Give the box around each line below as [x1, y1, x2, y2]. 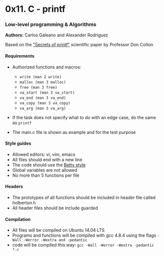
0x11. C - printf [5, 3, 66, 15]
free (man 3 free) [19, 85, 57, 90]
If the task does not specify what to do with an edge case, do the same [12, 114, 156, 120]
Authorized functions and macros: [12, 64, 82, 70]
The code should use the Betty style [12, 161, 86, 168]
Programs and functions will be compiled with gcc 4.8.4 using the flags [12, 232, 156, 238]
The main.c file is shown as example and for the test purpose [12, 129, 136, 135]
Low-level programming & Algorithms [5, 21, 97, 28]
